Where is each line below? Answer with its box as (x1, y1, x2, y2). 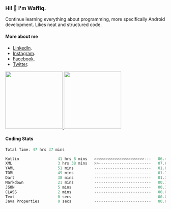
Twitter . (12, 61, 29, 67)
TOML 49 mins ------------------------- (5, 171, 152, 176)
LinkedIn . (12, 44, 32, 51)
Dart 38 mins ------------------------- (5, 175, 152, 180)
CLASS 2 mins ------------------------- (5, 189, 152, 195)
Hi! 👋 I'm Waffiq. (5, 5, 46, 12)
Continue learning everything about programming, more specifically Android (5, 16, 165, 22)
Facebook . (12, 56, 35, 62)
